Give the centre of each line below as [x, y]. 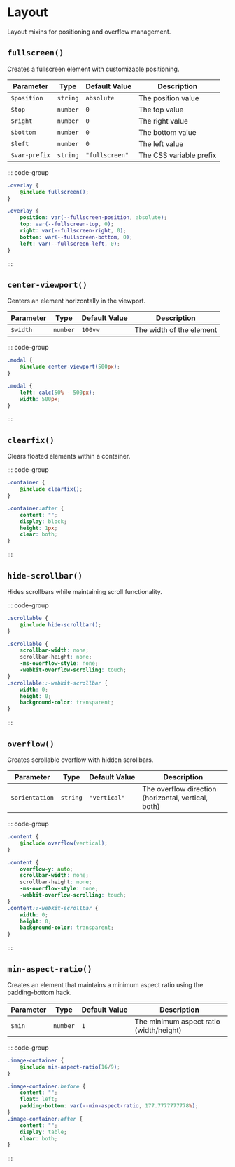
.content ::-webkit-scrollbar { [53, 908]
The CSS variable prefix [178, 155]
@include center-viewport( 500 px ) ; [70, 367]
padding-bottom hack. [40, 992]
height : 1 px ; [39, 528]
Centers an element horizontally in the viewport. [76, 301]
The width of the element [176, 330]
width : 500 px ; [40, 399]
